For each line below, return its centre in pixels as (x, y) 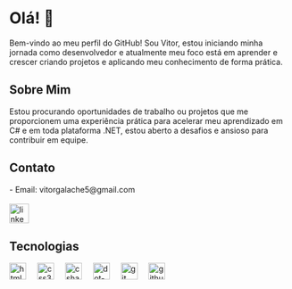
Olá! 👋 (32, 18)
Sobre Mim (40, 90)
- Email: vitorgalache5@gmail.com (72, 189)
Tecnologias (44, 246)
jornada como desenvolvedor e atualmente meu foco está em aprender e (144, 52)
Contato (32, 168)
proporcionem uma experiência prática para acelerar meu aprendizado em (146, 120)
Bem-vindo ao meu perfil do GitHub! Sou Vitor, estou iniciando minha (136, 43)
